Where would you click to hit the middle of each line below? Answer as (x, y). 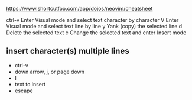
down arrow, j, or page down (49, 72)
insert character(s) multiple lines (68, 51)
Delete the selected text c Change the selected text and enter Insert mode (96, 33)
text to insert (30, 84)
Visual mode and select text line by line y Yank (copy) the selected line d (94, 26)
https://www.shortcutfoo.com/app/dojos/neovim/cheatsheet (79, 9)
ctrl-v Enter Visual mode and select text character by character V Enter (92, 20)
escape (24, 91)
